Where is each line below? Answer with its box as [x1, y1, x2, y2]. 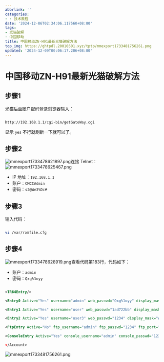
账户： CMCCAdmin [12, 180, 45, 186]
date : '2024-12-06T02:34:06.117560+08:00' [5, 21, 93, 26]
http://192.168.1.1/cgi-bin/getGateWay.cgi [5, 120, 95, 125]
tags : [5, 25, 16, 30]
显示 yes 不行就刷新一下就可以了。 [5, 129, 74, 135]
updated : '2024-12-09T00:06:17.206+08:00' [5, 48, 93, 53]
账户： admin [12, 269, 37, 275]
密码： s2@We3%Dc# [12, 187, 47, 193]
